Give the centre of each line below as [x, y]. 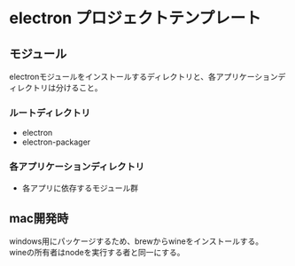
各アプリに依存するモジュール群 [80, 188]
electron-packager [56, 142]
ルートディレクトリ [50, 113]
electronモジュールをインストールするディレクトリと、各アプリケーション [144, 77]
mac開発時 [39, 218]
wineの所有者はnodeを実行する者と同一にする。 [97, 253]
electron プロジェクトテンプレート [135, 18]
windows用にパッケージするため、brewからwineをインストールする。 [136, 241]
